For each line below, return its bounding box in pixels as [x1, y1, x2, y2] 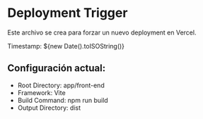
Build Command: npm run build [17, 96, 108, 104]
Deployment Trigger [7, 5, 128, 21]
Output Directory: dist [17, 104, 81, 112]
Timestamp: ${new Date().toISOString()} [7, 42, 125, 50]
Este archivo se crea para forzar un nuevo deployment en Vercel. [7, 28, 197, 37]
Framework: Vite [17, 88, 66, 96]
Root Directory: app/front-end [17, 81, 105, 89]
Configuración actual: [7, 62, 106, 75]
